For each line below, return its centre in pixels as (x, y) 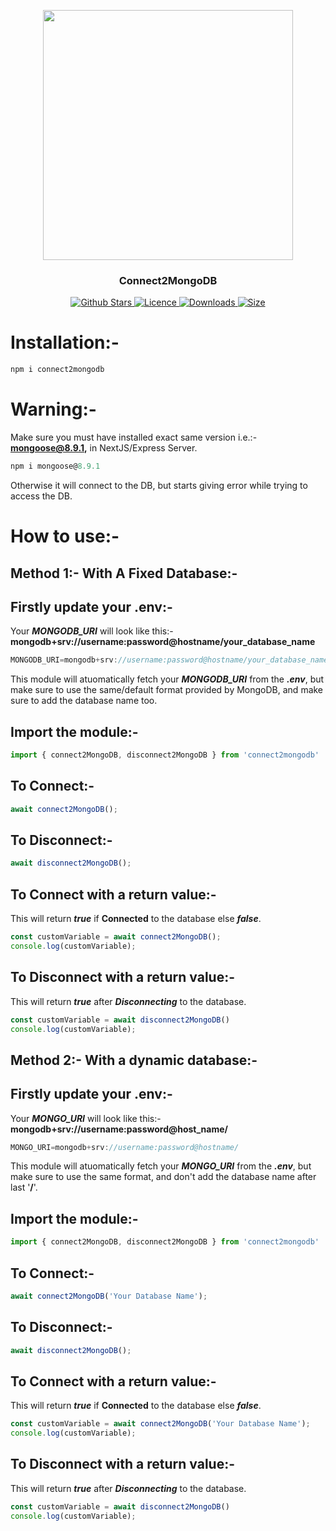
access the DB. (41, 496)
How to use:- (65, 536)
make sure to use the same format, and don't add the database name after (163, 1177)
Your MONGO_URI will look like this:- (86, 1118)
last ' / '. (24, 1187)
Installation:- (65, 342)
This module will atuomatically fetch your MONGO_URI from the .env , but (161, 1166)
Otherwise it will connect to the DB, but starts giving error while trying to (159, 485)
